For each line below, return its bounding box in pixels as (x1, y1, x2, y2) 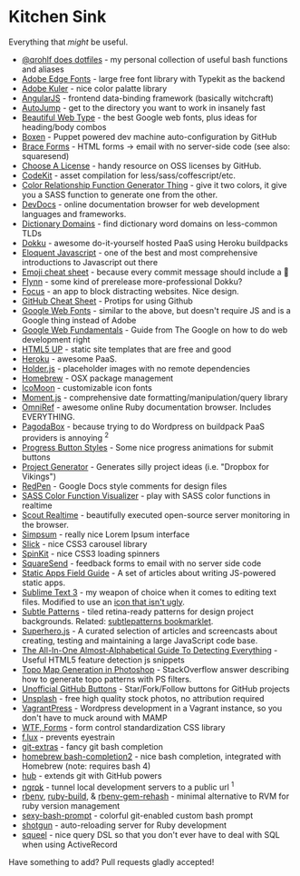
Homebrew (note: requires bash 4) (21, 761, 151, 771)
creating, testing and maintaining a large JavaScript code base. (21, 634, 258, 646)
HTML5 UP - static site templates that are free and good (21, 343, 232, 354)
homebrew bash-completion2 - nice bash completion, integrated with (21, 751, 282, 762)
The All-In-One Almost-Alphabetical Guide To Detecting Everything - (21, 644, 278, 655)
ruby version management (21, 801, 121, 811)
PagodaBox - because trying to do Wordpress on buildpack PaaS (21, 421, 265, 432)
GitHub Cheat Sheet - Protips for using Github (21, 295, 194, 306)
